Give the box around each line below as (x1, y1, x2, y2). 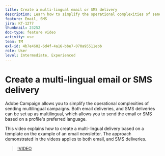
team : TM (5, 39, 23, 44)
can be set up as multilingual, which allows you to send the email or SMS (5, 111, 152, 117)
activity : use (5, 35, 34, 40)
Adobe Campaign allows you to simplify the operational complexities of (5, 101, 149, 106)
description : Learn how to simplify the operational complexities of (5, 12, 151, 17)
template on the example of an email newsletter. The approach (5, 131, 132, 137)
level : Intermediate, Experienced (5, 52, 76, 58)
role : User (5, 48, 27, 53)
